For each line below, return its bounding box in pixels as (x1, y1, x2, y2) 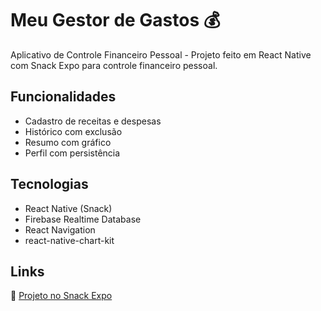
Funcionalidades (10, 88, 117, 106)
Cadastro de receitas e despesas (24, 115, 162, 127)
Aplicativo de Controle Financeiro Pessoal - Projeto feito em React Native (10, 48, 312, 61)
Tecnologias (10, 176, 89, 193)
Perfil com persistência (24, 147, 121, 159)
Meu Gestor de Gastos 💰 (10, 9, 221, 32)
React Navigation (24, 223, 96, 236)
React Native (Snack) (24, 202, 113, 214)
